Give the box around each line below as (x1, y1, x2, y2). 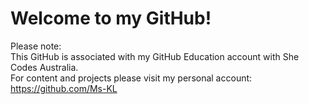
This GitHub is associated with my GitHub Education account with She (10, 50, 300, 62)
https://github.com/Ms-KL (10, 82, 118, 94)
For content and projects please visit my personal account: (10, 72, 253, 84)
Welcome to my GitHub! (10, 7, 212, 30)
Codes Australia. (10, 61, 79, 73)
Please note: (10, 40, 62, 52)
